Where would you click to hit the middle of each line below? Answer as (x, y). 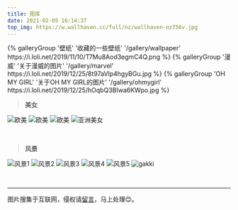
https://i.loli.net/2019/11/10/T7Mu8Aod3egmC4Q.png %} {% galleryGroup (114, 57)
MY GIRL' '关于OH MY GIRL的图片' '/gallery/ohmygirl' (85, 82)
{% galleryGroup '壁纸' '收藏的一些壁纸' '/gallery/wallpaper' (94, 48)
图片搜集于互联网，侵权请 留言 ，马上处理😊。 (73, 199)
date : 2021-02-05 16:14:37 (47, 21)
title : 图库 (24, 14)
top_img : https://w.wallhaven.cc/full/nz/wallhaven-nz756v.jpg (103, 27)
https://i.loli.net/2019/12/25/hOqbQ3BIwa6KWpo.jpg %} (89, 90)
